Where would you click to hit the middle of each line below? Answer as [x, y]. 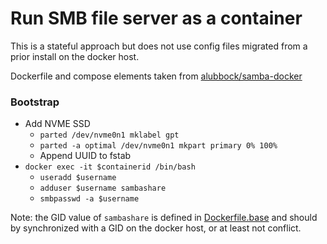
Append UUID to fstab [85, 156]
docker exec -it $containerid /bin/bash [110, 167]
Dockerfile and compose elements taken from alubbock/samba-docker [156, 76]
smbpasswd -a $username [89, 199]
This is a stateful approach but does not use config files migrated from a [159, 46]
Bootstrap [35, 102]
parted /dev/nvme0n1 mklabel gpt [109, 135]
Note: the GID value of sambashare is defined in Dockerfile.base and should [164, 218]
